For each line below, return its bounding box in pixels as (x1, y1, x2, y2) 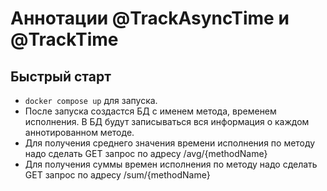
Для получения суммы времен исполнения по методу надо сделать (24, 158, 318, 170)
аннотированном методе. (24, 127, 135, 138)
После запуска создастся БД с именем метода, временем (24, 105, 277, 117)
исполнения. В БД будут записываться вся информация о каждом (24, 116, 310, 127)
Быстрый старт (10, 68, 112, 85)
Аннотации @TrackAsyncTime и (10, 7, 290, 30)
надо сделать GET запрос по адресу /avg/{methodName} (24, 148, 268, 159)
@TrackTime (10, 28, 119, 51)
